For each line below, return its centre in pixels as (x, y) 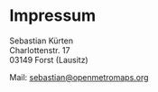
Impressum (53, 16)
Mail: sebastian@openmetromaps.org (79, 77)
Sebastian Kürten (42, 41)
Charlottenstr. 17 (40, 50)
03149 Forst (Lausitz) (49, 60)
